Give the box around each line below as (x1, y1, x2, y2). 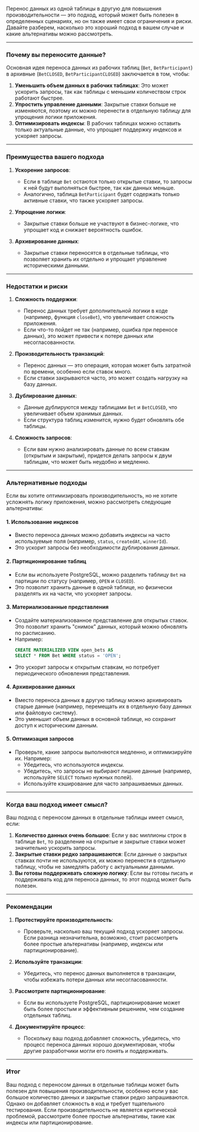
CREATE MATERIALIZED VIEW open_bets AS (14, 647, 114, 653)
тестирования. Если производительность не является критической (6, 1106, 176, 1113)
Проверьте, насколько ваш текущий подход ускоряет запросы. (23, 928, 185, 935)
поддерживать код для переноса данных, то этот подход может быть (14, 876, 191, 883)
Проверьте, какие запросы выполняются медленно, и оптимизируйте (14, 748, 192, 755)
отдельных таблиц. (23, 1011, 72, 1019)
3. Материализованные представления (6, 603, 109, 611)
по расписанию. (14, 629, 56, 636)
